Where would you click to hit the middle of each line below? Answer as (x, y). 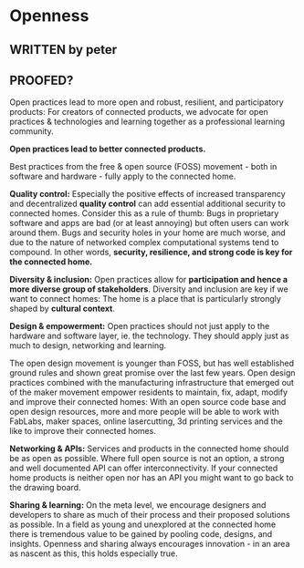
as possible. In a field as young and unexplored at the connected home (143, 524)
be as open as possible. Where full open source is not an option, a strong (147, 459)
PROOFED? (42, 80)
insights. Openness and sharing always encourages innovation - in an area (150, 544)
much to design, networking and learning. (88, 346)
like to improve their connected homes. (83, 431)
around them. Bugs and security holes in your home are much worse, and (147, 232)
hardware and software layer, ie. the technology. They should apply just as (149, 336)
